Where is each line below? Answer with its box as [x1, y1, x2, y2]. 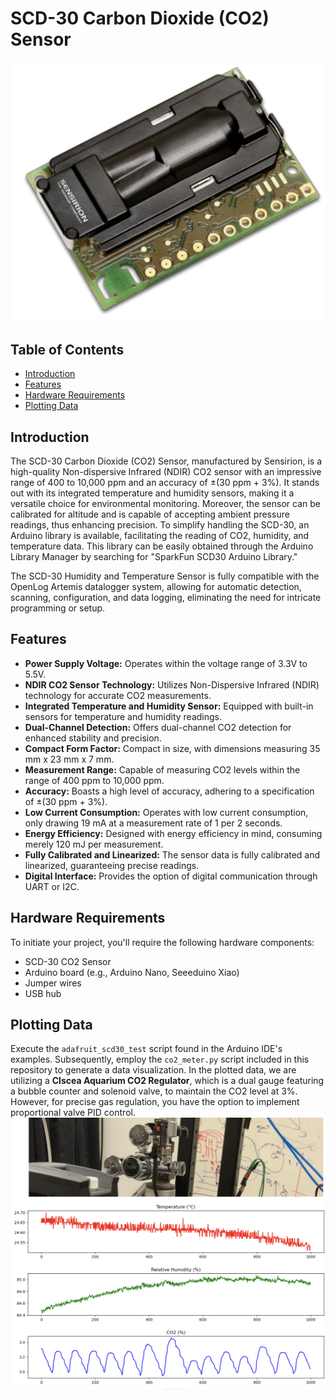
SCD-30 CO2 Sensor [24, 955, 112, 967]
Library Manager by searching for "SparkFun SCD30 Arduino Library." [10, 551, 298, 562]
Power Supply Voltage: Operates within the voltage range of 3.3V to [24, 657, 308, 669]
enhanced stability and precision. [24, 732, 162, 744]
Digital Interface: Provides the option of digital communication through [24, 870, 318, 882]
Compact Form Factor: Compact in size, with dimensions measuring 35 [24, 742, 321, 754]
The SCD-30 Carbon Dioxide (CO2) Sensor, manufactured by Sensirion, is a [10, 455, 323, 467]
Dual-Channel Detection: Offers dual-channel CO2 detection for [24, 721, 292, 733]
